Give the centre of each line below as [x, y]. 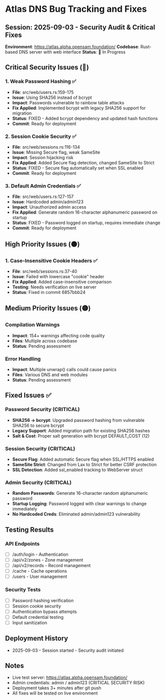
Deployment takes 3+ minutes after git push [57, 688]
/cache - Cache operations [40, 571]
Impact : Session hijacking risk [43, 157]
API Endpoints [22, 543]
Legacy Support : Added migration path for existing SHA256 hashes [81, 430]
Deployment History [37, 638]
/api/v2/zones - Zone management [48, 560]
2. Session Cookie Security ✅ [41, 136]
